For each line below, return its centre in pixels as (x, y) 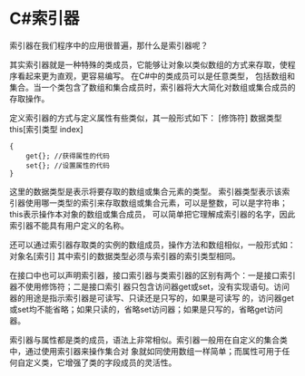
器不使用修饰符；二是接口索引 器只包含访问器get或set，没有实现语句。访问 (150, 286)
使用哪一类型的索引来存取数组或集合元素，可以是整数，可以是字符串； (156, 202)
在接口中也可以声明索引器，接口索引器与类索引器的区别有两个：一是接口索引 (152, 275)
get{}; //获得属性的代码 (68, 156)
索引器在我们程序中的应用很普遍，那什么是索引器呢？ (109, 45)
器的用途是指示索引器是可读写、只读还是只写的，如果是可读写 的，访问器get (152, 298)
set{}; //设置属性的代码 (68, 165)
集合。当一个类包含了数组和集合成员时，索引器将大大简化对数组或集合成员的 (152, 87)
